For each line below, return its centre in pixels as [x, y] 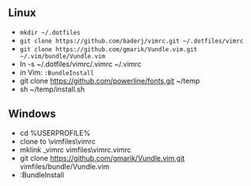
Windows [32, 114]
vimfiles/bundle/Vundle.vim [65, 166]
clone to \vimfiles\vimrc [58, 141]
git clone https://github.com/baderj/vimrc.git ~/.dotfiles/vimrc [131, 41]
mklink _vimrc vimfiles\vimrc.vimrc [76, 150]
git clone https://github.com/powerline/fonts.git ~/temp [110, 80]
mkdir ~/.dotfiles [50, 32]
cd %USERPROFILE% [55, 132]
